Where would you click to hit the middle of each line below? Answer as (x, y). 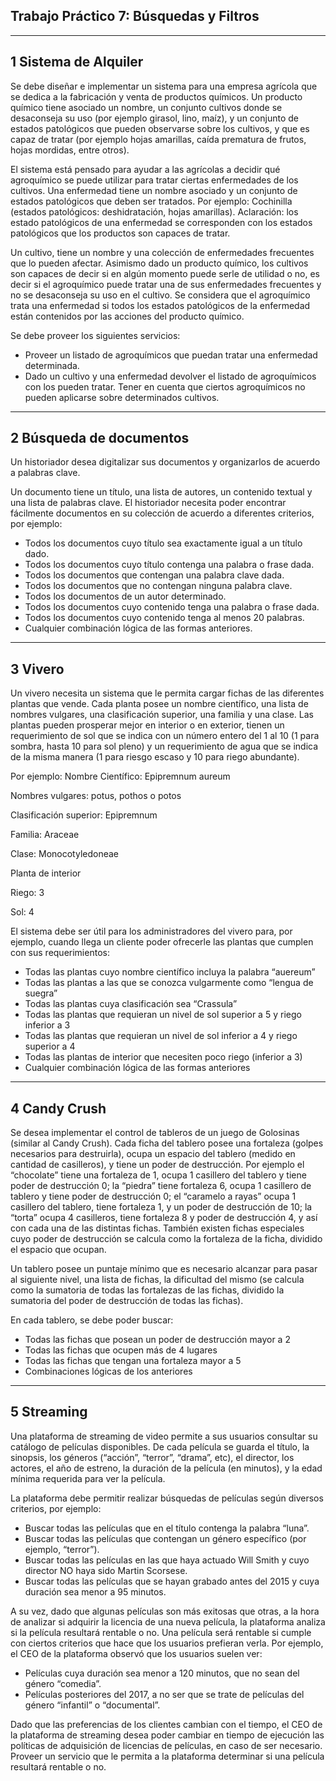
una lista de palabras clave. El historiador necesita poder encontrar (148, 503)
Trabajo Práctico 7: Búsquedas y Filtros (135, 16)
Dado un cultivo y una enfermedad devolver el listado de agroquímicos (170, 376)
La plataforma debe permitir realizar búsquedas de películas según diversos (167, 1498)
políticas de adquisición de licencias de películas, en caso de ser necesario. (166, 1745)
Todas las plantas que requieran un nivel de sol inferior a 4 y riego (161, 1036)
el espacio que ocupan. (58, 1250)
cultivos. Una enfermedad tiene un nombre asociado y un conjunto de (154, 190)
